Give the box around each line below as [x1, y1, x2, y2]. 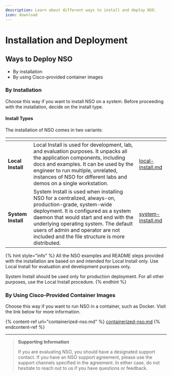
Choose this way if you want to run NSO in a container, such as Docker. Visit [5, 303, 166, 309]
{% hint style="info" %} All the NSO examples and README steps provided [5, 252, 164, 259]
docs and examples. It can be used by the [33, 161, 134, 167]
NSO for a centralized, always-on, [33, 194, 116, 202]
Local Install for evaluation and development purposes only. [5, 264, 132, 269]
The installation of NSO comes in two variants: [5, 127, 103, 133]
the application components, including [33, 154, 125, 161]
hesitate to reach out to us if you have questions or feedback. [17, 365, 148, 371]
